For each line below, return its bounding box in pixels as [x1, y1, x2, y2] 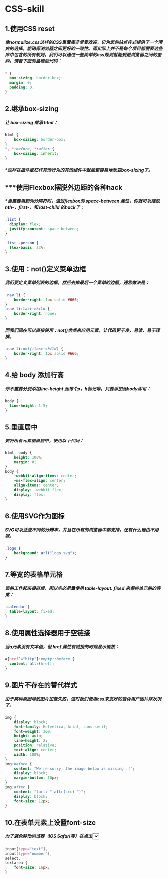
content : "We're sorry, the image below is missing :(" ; [14, 766, 135, 771]
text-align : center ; [14, 748, 57, 753]
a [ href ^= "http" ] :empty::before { [5, 656, 75, 661]
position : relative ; [14, 743, 57, 748]
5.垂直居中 [5, 423, 38, 432]
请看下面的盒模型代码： [13, 58, 62, 64]
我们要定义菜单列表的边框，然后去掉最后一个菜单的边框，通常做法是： [5, 280, 150, 286]
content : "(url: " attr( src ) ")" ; [14, 789, 86, 794]
